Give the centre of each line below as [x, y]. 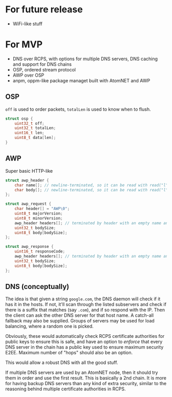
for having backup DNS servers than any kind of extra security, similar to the [86, 384]
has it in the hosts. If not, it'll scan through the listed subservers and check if [86, 304]
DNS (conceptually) [37, 286]
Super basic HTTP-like [29, 171]
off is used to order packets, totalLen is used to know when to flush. [78, 109]
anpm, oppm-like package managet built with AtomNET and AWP [81, 80]
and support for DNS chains [42, 64]
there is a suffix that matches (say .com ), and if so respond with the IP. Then [85, 310]
